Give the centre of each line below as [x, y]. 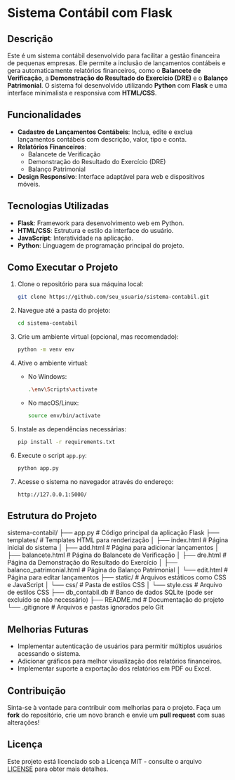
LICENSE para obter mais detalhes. [58, 769]
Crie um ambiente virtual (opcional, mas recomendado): [98, 337]
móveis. [29, 184]
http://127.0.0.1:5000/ [52, 495]
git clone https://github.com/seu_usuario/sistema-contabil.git [113, 297]
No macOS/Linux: [53, 403]
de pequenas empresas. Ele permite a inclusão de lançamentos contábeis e [116, 63]
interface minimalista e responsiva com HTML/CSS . [82, 93]
